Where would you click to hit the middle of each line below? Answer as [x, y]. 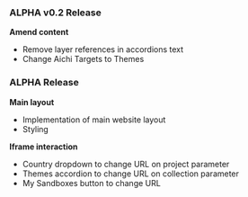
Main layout [32, 102]
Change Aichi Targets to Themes [83, 59]
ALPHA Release [44, 83]
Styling [35, 129]
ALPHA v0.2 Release [55, 13]
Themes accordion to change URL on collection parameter [131, 174]
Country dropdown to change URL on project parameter [126, 164]
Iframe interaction [44, 147]
